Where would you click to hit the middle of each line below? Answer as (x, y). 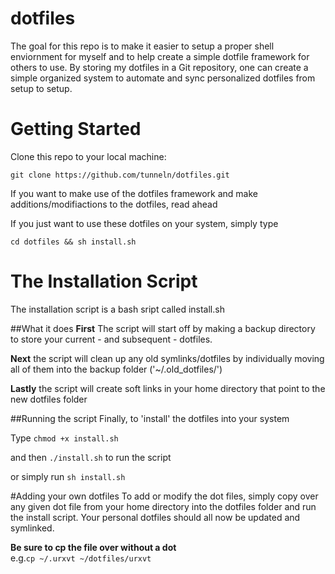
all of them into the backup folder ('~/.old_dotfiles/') (116, 369)
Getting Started (76, 129)
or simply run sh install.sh (68, 476)
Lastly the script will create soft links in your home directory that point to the (168, 388)
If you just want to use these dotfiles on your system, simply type (144, 223)
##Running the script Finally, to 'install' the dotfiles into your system (150, 418)
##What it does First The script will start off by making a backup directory (163, 328)
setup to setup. (41, 88)
